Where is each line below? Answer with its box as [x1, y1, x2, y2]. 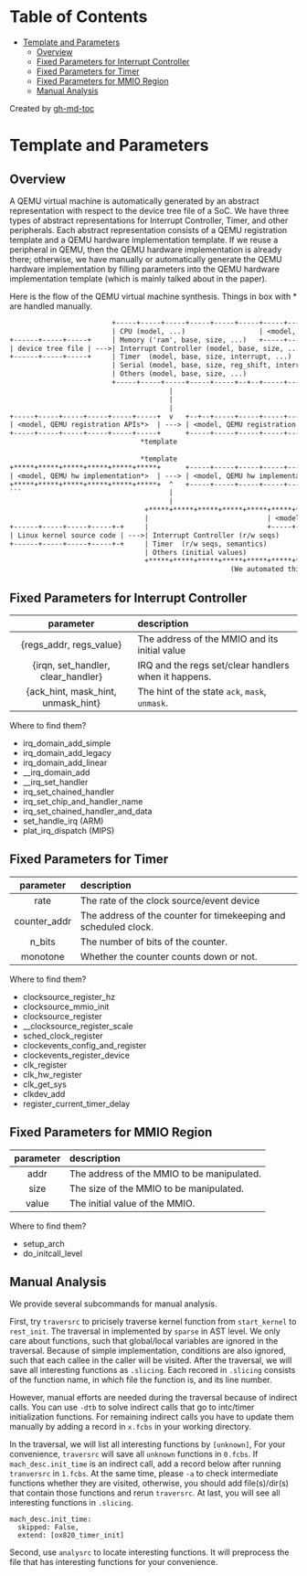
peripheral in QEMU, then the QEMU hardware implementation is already [9, 244, 282, 255]
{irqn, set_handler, [32, 659, 111, 671]
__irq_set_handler [22, 777, 89, 787]
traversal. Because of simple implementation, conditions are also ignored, [9, 1346, 286, 1357]
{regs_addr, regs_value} [20, 638, 122, 651]
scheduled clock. [79, 921, 153, 933]
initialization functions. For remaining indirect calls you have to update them [9, 1411, 294, 1422]
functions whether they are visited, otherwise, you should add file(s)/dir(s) [9, 1478, 290, 1489]
